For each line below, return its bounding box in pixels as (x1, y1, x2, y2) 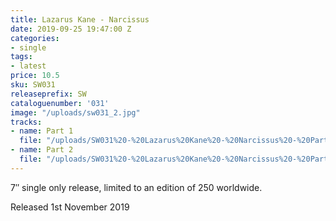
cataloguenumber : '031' (10, 98, 110, 108)
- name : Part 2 (10, 145, 74, 155)
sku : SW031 (10, 80, 56, 90)
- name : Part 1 (10, 126, 74, 136)
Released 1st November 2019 (10, 201, 130, 213)
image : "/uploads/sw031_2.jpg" (10, 107, 141, 118)
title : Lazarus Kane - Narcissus (10, 14, 150, 25)
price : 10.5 (10, 71, 60, 81)
